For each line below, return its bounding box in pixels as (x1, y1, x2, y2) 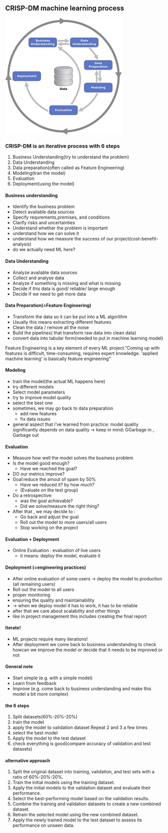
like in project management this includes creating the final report (12, 613, 147, 619)
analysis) (12, 241, 32, 247)
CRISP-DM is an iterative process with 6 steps (5, 142, 120, 150)
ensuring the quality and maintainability (12, 597, 95, 603)
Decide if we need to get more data (12, 290, 86, 297)
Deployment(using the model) (12, 181, 75, 187)
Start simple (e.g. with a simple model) (12, 674, 93, 681)
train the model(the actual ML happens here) (12, 378, 105, 384)
